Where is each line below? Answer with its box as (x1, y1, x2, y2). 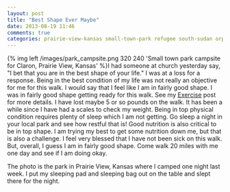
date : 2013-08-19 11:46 (7, 23, 75, 29)
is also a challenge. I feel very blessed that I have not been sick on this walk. (7, 134, 222, 143)
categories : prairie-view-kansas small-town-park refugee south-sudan (7, 36, 213, 43)
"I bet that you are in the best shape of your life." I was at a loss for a (7, 69, 201, 77)
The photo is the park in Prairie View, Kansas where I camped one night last (7, 163, 220, 171)
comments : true (7, 29, 51, 36)
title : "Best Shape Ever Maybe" (7, 16, 99, 23)
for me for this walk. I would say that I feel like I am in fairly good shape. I (7, 84, 213, 92)
